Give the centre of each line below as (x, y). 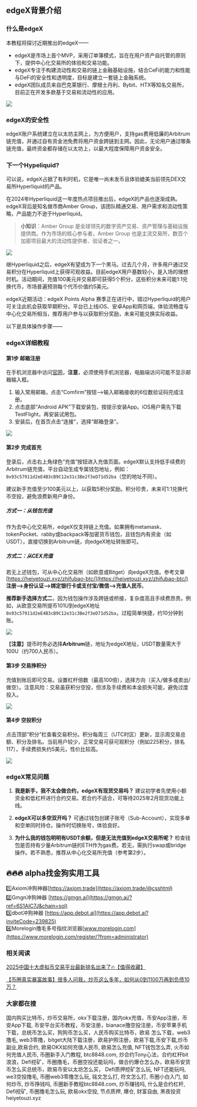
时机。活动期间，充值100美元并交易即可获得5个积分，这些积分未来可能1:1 (94, 279)
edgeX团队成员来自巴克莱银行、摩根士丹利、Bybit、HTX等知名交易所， (101, 85)
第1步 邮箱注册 (23, 358)
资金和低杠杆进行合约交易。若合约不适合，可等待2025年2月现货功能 (97, 798)
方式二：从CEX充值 (30, 556)
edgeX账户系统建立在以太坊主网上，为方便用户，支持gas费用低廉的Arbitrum (98, 134)
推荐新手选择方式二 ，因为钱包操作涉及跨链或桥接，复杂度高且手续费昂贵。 (96, 598)
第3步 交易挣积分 (26, 666)
